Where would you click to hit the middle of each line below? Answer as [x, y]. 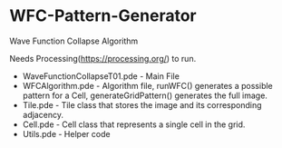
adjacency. [43, 114]
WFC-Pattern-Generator [103, 16]
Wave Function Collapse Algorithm [74, 41]
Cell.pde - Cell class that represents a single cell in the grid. [134, 124]
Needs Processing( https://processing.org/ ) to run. [103, 58]
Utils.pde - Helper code [66, 133]
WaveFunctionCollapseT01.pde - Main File [101, 76]
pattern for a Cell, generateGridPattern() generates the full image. [145, 95]
